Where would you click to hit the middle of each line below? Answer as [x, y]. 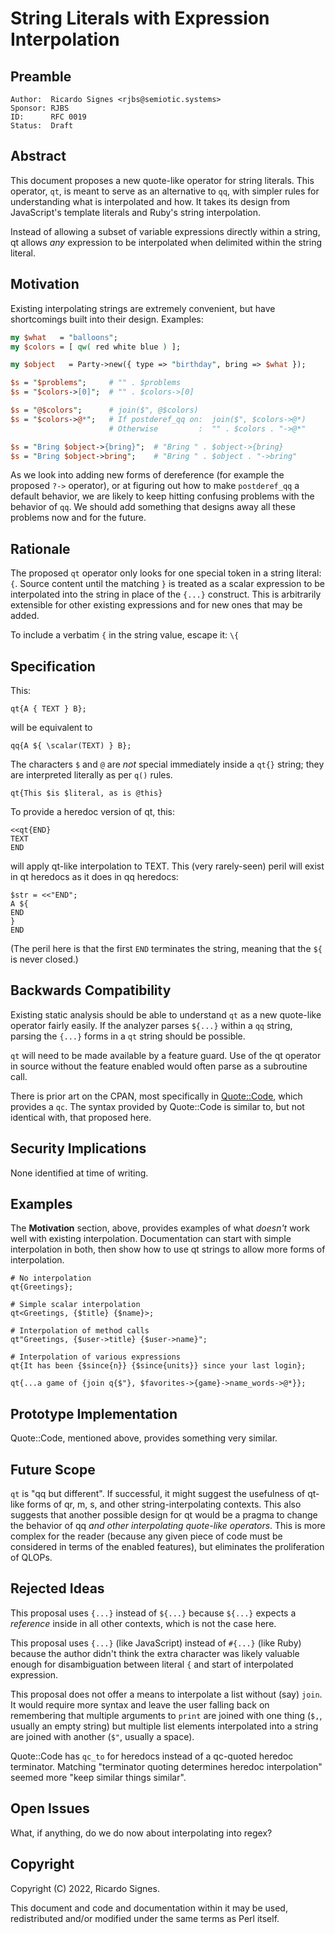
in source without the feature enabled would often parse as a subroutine [159, 1066]
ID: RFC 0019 [48, 117]
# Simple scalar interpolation [75, 1305]
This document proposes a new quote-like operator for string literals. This [162, 180]
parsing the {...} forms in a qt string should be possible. [128, 1036]
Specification [53, 666]
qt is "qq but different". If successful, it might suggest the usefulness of [158, 1494]
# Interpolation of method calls [80, 1331]
